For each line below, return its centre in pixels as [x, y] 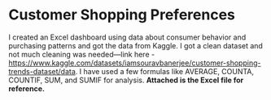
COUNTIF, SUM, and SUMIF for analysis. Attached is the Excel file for [126, 80]
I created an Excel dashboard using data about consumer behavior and [127, 37]
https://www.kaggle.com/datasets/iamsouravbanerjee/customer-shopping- [135, 63]
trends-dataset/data [42, 71]
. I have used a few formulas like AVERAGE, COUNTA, [165, 71]
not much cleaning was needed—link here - [82, 54]
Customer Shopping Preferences [122, 15]
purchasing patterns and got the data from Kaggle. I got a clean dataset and [135, 45]
